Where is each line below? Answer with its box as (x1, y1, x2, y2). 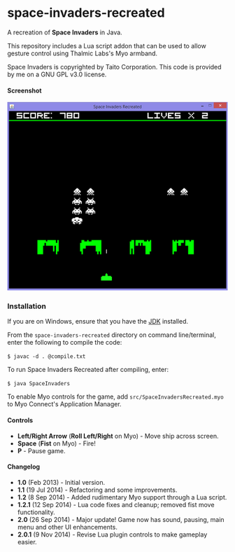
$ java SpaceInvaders (7, 380, 71, 387)
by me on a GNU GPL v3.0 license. (7, 70, 107, 78)
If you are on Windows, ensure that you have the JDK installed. (7, 317, 189, 326)
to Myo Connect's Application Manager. (7, 400, 122, 408)
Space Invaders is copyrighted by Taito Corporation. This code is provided (7, 62, 222, 71)
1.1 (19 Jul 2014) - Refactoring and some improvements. (17, 485, 178, 494)
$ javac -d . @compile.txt (7, 353, 86, 360)
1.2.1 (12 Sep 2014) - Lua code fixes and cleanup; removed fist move (17, 500, 215, 509)
